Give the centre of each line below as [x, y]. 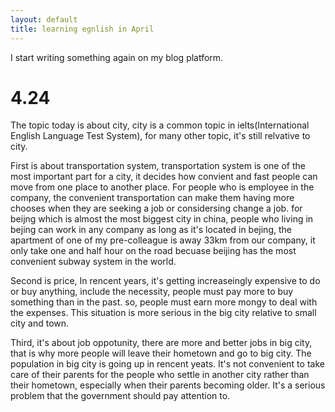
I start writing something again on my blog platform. [117, 57]
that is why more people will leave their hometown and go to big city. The [161, 353]
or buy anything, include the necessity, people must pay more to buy [152, 292]
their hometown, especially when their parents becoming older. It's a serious [168, 385]
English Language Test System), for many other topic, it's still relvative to [160, 136]
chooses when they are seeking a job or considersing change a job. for [156, 208]
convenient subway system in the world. [93, 262]
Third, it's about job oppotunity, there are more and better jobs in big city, [161, 343]
